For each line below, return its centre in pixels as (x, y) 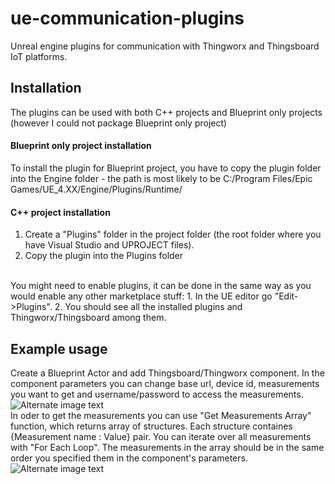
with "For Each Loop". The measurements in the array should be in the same (167, 447)
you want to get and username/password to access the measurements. (157, 394)
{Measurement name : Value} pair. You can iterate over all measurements (161, 436)
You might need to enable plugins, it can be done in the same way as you (161, 286)
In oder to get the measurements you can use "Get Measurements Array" (161, 415)
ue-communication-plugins (127, 18)
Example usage (59, 348)
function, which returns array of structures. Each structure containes (151, 426)
